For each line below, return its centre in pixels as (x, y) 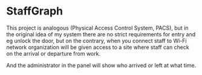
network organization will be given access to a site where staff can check (98, 47)
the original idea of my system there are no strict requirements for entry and (101, 34)
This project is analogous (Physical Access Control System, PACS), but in (97, 28)
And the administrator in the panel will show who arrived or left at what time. (101, 65)
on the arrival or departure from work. (54, 53)
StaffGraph (35, 11)
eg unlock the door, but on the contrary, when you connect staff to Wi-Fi (96, 41)
